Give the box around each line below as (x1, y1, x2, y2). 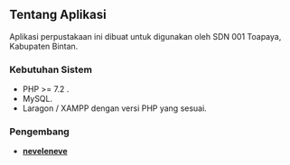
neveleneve (22, 146, 68, 157)
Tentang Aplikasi (9, 7, 107, 23)
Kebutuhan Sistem (9, 63, 93, 76)
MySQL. (22, 94, 53, 105)
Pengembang (9, 125, 70, 138)
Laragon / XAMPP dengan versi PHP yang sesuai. (22, 103, 208, 114)
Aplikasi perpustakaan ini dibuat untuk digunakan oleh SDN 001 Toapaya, (9, 31, 282, 41)
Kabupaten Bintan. (9, 41, 79, 51)
